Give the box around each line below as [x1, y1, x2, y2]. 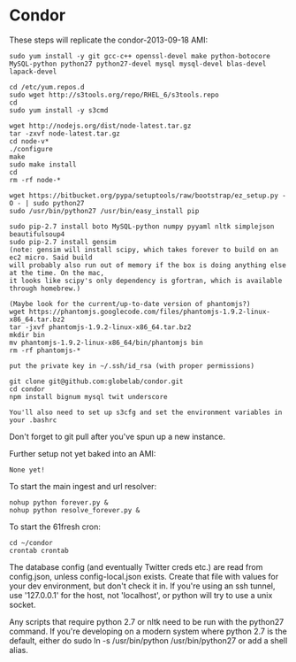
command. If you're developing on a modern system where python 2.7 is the [9, 626, 287, 636]
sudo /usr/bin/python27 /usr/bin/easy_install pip [9, 206, 200, 215]
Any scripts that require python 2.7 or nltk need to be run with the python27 [9, 616, 285, 627]
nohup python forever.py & [9, 497, 109, 507]
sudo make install [9, 160, 77, 169]
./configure [9, 144, 53, 153]
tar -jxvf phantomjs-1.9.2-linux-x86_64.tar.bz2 [9, 322, 192, 332]
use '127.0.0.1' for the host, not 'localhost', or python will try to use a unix [9, 589, 273, 600]
